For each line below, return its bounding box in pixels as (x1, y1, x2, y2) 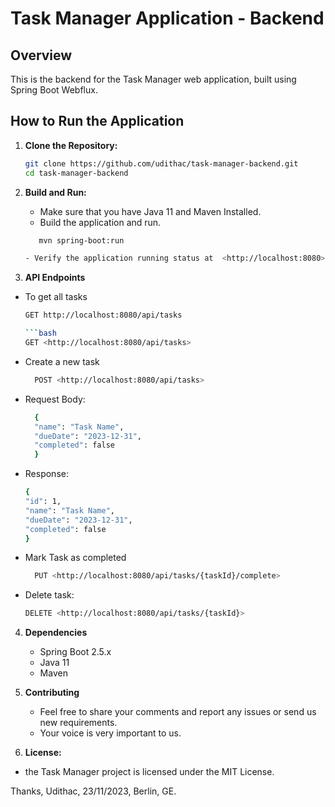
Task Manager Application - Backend (10, 7, 325, 30)
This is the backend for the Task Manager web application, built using (10, 73, 297, 85)
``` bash (24, 328, 57, 339)
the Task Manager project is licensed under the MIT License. (24, 766, 275, 778)
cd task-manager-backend (24, 168, 129, 178)
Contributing (24, 687, 80, 699)
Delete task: (24, 589, 75, 601)
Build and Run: (24, 186, 87, 198)
